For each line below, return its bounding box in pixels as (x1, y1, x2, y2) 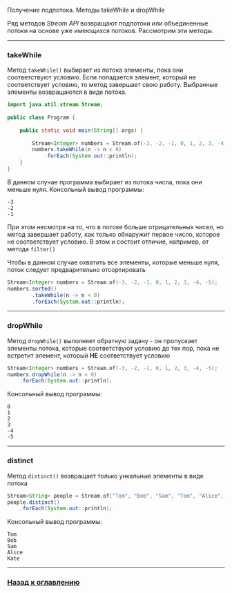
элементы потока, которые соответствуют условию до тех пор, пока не (7, 344, 220, 352)
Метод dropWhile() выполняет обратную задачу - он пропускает (7, 336, 198, 344)
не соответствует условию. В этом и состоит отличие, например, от (7, 237, 209, 246)
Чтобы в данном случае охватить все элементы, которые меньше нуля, (7, 258, 220, 266)
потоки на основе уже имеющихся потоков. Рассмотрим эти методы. (7, 27, 214, 35)
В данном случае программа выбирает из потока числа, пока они (7, 177, 202, 186)
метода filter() (7, 244, 56, 253)
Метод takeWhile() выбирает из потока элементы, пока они (7, 66, 184, 75)
